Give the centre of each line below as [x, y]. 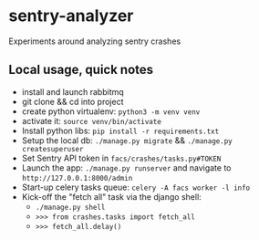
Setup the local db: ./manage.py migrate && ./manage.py [127, 140]
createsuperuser [52, 149]
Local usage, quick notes [81, 70]
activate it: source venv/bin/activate [91, 120]
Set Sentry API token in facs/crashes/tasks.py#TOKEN [121, 158]
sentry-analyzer [71, 16]
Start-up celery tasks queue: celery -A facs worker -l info [136, 187]
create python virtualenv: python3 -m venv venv [111, 111]
